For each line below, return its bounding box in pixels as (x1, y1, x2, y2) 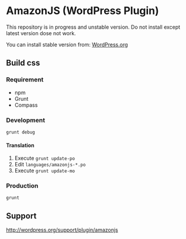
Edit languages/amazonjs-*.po (14, 161, 86, 168)
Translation (6, 142, 35, 149)
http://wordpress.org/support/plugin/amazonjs (6, 227, 118, 234)
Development (6, 116, 46, 124)
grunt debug (6, 129, 35, 135)
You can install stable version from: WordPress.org (6, 41, 128, 48)
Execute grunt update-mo (14, 167, 75, 174)
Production (6, 182, 39, 190)
